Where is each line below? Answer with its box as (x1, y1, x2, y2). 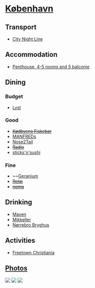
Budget (5, 93, 23, 100)
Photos (5, 264, 28, 273)
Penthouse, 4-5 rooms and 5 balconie (12, 63, 90, 70)
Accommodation (5, 50, 58, 59)
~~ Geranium (12, 173, 39, 179)
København (5, 3, 53, 14)
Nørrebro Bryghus (12, 222, 49, 228)
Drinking (5, 198, 32, 207)
